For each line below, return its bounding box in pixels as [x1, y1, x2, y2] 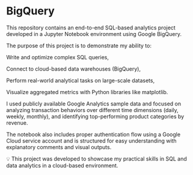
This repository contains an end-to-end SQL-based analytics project [6, 24, 176, 31]
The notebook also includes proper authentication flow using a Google [6, 131, 181, 138]
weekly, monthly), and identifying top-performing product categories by [6, 113, 185, 120]
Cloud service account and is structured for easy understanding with [6, 137, 177, 144]
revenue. [6, 119, 28, 126]
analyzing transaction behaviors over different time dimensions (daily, [6, 106, 179, 113]
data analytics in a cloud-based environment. [6, 162, 118, 169]
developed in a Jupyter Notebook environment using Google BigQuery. [6, 30, 182, 37]
